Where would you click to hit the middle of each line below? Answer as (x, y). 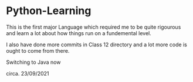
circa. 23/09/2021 (28, 73)
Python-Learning (49, 11)
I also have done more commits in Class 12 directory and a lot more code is (97, 45)
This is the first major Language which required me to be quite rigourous (94, 27)
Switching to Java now (33, 62)
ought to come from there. (38, 50)
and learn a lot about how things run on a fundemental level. (79, 33)
